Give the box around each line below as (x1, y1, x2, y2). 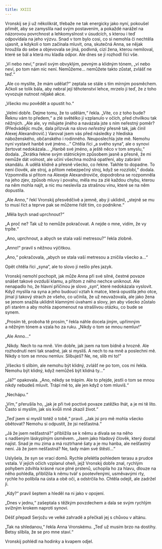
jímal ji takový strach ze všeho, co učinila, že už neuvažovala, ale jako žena (5, 294, 155, 300)
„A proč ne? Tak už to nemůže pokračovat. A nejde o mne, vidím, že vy (5, 221, 146, 227)
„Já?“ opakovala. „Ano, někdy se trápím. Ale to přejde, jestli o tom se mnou (5, 377, 155, 383)
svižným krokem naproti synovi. (5, 505, 69, 511)
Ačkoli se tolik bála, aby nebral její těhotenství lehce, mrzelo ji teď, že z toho (5, 86, 157, 91)
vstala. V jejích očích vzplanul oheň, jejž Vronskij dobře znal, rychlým (5, 460, 143, 466)
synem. (5, 309, 20, 315)
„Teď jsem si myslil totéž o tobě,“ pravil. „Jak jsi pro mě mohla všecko (5, 415, 144, 421)
